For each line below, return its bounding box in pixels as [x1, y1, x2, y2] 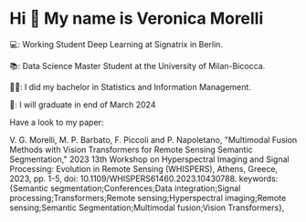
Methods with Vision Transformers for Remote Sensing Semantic [9, 144, 253, 155]
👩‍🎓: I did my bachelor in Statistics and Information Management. [9, 81, 251, 92]
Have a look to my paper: [9, 116, 104, 127]
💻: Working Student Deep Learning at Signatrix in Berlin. [9, 38, 224, 49]
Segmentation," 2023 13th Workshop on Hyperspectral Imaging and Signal [9, 154, 290, 165]
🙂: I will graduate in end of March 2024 [9, 99, 156, 110]
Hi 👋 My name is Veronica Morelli [9, 8, 264, 29]
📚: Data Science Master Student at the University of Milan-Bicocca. [9, 60, 266, 71]
